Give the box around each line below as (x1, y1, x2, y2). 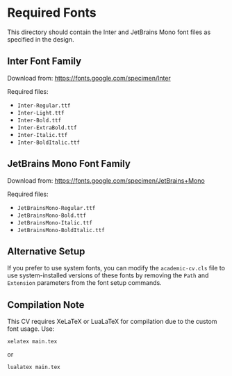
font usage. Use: (7, 325, 55, 333)
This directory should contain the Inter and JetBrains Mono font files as (7, 28, 211, 36)
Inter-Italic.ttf (17, 131, 68, 138)
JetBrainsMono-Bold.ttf (17, 212, 87, 219)
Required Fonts (7, 5, 97, 21)
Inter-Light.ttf (17, 109, 65, 116)
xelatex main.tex (7, 338, 58, 345)
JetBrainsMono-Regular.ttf (17, 204, 96, 211)
